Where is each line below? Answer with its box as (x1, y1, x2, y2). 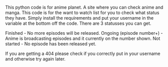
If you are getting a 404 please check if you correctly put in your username (5, 50, 160, 56)
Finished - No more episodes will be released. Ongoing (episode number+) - (5, 30, 163, 36)
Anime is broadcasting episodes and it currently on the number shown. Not (5, 35, 160, 41)
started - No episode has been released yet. (5, 41, 97, 47)
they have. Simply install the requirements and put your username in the (5, 15, 154, 21)
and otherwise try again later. (5, 56, 66, 62)
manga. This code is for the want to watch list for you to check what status (5, 10, 159, 16)
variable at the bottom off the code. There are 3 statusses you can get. (5, 20, 151, 26)
